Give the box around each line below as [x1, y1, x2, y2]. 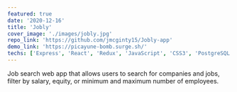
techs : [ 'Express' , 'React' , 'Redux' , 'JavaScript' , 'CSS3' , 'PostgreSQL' [7, 50, 233, 57]
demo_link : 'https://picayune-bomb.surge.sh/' [7, 43, 148, 50]
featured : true [7, 10, 53, 18]
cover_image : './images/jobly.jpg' [7, 30, 113, 38]
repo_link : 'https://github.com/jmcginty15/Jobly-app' [7, 37, 173, 44]
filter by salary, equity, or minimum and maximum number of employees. [7, 76, 219, 85]
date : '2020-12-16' [7, 17, 65, 24]
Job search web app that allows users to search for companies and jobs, [7, 69, 220, 78]
